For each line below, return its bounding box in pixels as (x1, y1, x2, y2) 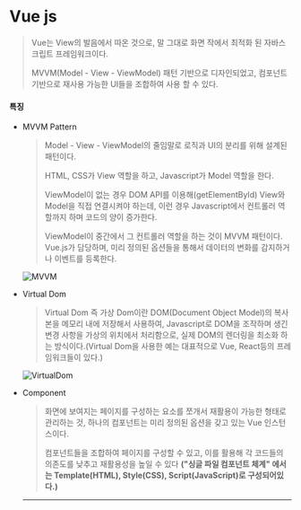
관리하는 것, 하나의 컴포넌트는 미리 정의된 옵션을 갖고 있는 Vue (44, 418, 262, 428)
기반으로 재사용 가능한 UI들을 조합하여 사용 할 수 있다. (30, 78, 219, 89)
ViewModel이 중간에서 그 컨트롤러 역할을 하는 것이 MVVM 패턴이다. (44, 231, 284, 242)
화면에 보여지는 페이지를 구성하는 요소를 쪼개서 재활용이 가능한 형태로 (44, 406, 287, 417)
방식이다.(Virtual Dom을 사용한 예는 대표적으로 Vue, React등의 (54, 341, 275, 352)
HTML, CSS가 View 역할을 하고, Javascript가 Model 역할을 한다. (44, 171, 275, 181)
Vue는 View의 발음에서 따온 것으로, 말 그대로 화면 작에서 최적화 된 (30, 37, 262, 48)
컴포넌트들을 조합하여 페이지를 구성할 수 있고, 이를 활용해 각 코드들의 (44, 447, 284, 459)
